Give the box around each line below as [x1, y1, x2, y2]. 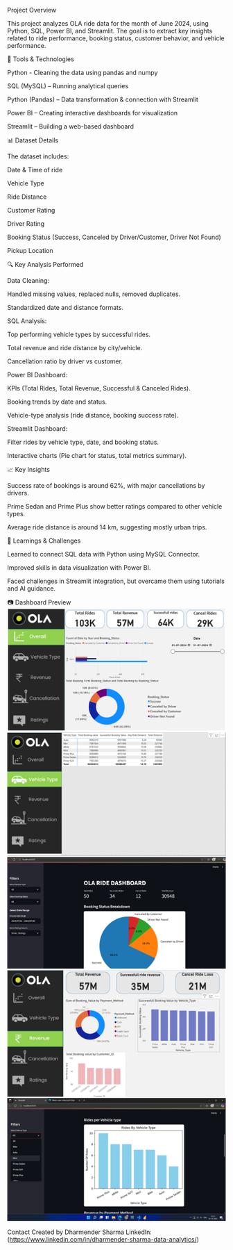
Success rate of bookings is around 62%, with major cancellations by [7, 482, 205, 489]
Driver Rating [7, 220, 45, 228]
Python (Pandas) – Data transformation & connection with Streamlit [7, 95, 199, 104]
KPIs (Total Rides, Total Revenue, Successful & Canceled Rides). [7, 384, 191, 392]
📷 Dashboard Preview [7, 598, 71, 607]
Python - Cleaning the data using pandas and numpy [7, 69, 158, 76]
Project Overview [7, 6, 57, 14]
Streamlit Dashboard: [7, 425, 68, 433]
